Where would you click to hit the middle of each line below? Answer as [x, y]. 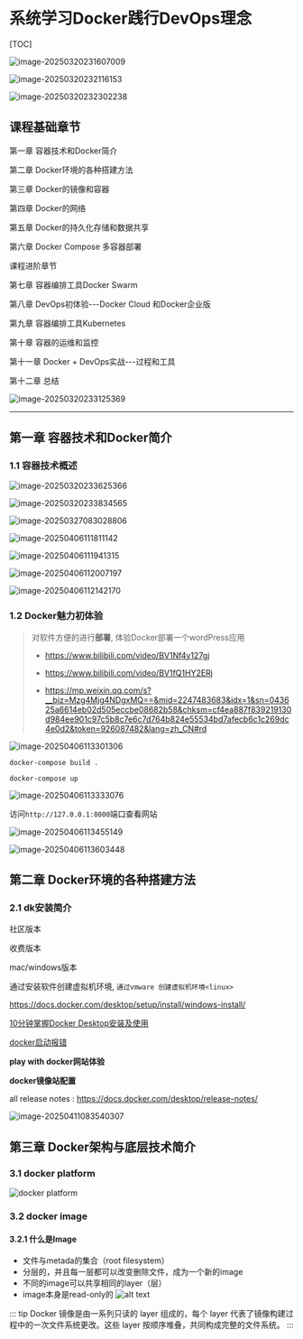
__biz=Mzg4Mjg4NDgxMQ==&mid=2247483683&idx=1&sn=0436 [167, 699]
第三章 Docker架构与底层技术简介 [103, 1147]
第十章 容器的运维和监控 [54, 342]
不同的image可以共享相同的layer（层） [94, 1283]
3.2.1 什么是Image [43, 1239]
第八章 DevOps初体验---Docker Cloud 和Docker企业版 [110, 304]
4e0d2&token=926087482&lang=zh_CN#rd [126, 728]
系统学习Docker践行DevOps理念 [131, 18]
